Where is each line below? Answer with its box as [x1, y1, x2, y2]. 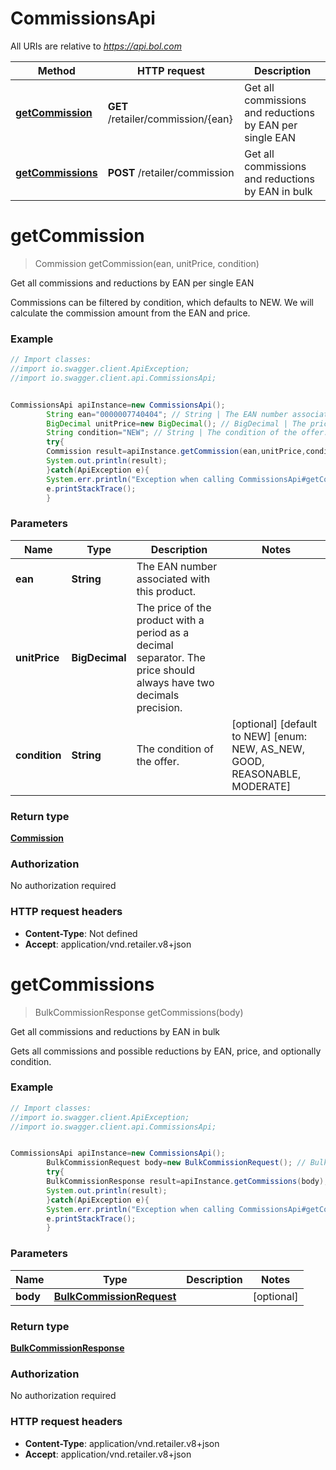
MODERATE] [231, 779, 292, 793]
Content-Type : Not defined [24, 927, 138, 939]
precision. [136, 700, 183, 714]
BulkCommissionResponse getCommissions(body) [34, 1006, 244, 1018]
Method [37, 63, 76, 77]
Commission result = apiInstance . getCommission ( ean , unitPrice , [46, 447, 307, 457]
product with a [136, 613, 205, 627]
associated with [136, 572, 211, 586]
